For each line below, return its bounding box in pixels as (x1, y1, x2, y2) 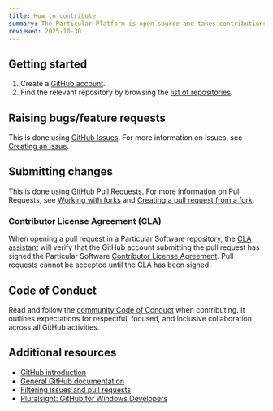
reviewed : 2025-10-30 (8, 27, 82, 35)
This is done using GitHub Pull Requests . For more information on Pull (8, 186, 241, 196)
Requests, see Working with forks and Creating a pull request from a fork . (8, 195, 255, 204)
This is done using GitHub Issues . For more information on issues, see (8, 133, 243, 142)
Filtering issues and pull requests (19, 384, 132, 395)
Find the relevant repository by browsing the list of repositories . (19, 87, 233, 98)
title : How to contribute (8, 11, 96, 20)
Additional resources (8, 346, 117, 360)
